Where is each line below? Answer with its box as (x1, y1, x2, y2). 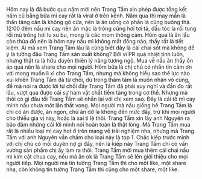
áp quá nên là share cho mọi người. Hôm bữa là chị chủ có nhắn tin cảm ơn (6, 63, 192, 71)
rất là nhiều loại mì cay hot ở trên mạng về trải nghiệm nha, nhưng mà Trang (6, 127, 195, 134)
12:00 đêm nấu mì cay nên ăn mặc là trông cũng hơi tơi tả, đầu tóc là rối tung (6, 25, 197, 32)
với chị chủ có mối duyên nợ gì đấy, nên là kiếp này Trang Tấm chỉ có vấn (6, 140, 188, 147)
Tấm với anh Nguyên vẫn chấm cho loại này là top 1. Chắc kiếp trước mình (6, 134, 190, 141)
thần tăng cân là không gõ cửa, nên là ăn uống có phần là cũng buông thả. (6, 19, 191, 25)
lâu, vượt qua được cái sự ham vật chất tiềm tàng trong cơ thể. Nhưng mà (6, 89, 188, 96)
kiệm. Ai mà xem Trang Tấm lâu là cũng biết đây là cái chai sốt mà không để (6, 44, 195, 51)
